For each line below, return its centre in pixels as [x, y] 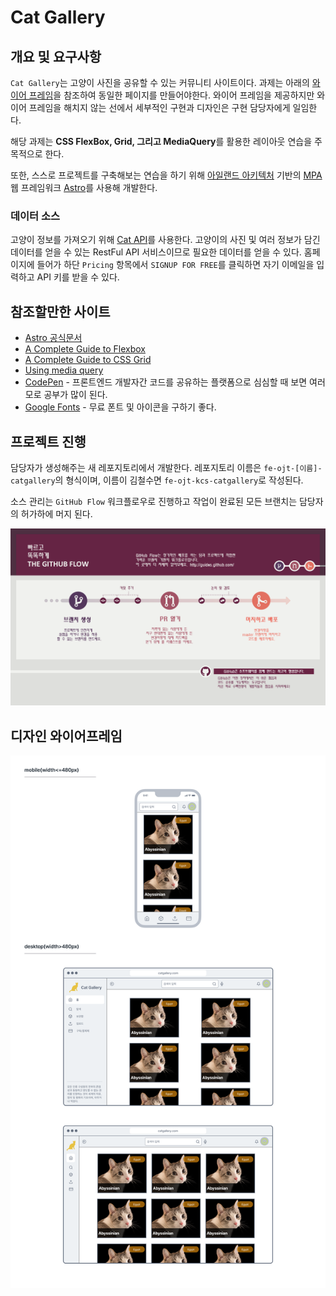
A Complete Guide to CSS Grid [88, 360]
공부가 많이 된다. [75, 395]
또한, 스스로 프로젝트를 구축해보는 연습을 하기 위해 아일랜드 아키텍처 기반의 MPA [166, 175]
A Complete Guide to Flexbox [85, 349]
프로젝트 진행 [48, 441]
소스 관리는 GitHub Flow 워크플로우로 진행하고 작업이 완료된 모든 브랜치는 [154, 501]
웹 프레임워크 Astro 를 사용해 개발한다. [84, 187]
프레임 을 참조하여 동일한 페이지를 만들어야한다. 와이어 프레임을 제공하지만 [171, 95]
